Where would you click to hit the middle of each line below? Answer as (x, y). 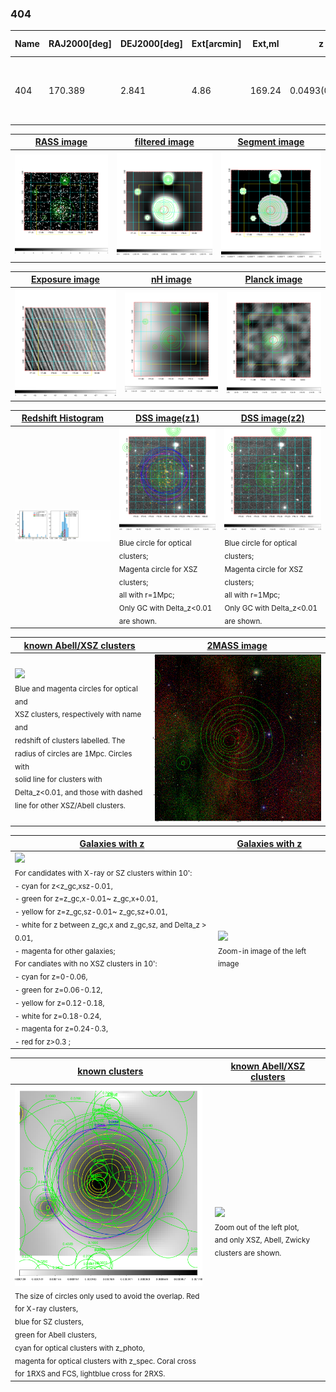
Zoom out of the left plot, (257, 1227)
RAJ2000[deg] (80, 44)
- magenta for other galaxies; (65, 951)
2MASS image (237, 645)
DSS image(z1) (167, 418)
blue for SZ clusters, (49, 1322)
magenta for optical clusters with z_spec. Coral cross (105, 1361)
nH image (171, 279)
